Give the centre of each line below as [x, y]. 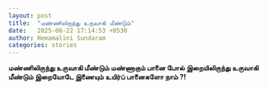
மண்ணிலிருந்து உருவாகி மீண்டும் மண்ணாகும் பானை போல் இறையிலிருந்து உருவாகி [133, 68]
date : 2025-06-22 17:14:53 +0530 [68, 30]
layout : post [30, 16]
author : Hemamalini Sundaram [57, 38]
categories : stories [43, 45]
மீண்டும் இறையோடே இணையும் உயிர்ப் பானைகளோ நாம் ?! [97, 77]
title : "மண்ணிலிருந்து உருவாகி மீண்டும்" [72, 23]
